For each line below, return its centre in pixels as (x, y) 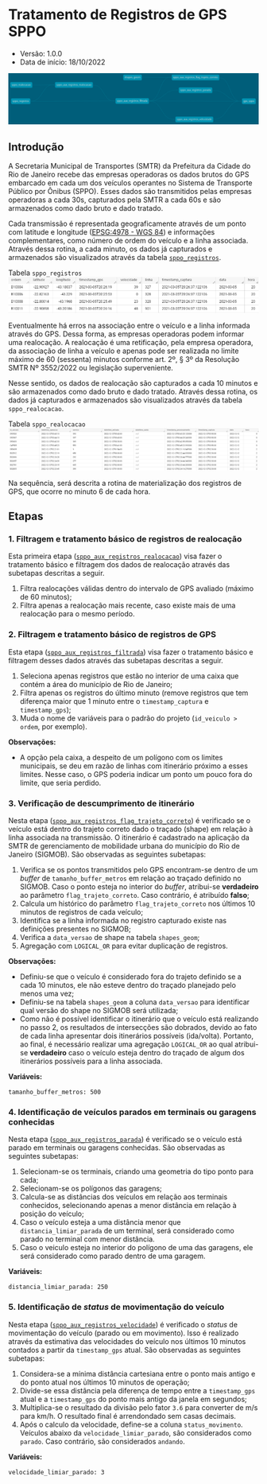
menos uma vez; (47, 994)
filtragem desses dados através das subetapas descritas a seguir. (116, 660)
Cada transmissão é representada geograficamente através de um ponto (127, 223)
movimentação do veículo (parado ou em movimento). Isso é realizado (124, 1333)
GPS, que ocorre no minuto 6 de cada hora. (79, 491)
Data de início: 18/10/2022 (62, 62)
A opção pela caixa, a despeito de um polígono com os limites (121, 757)
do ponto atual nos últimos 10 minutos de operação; (104, 1382)
